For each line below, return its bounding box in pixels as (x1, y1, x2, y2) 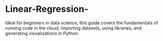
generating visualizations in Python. (5, 30, 79, 36)
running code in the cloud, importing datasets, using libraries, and (5, 25, 142, 31)
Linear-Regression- (5, 3, 89, 15)
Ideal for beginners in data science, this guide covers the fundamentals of (5, 20, 158, 26)
